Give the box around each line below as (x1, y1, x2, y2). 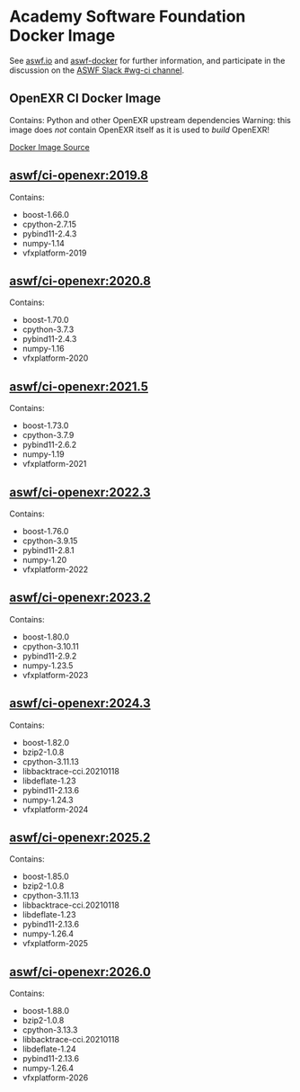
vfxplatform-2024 (22, 803, 89, 815)
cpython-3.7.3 (22, 324, 75, 335)
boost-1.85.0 (22, 871, 69, 882)
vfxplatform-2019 (22, 247, 87, 258)
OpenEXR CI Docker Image (9, 91, 162, 106)
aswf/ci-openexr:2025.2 (9, 830, 151, 846)
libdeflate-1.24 (22, 1043, 76, 1054)
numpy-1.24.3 (22, 794, 74, 805)
